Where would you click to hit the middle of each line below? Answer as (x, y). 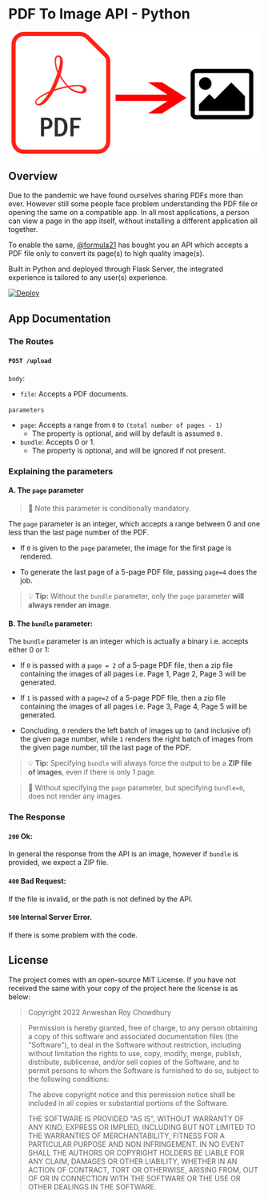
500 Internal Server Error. (50, 917)
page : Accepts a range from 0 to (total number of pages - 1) (121, 425)
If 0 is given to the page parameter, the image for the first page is (126, 548)
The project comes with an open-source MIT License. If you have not (122, 979)
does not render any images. (75, 796)
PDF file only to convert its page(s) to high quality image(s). (106, 254)
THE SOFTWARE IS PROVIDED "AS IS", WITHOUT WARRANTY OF (136, 1118)
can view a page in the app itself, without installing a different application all (133, 221)
